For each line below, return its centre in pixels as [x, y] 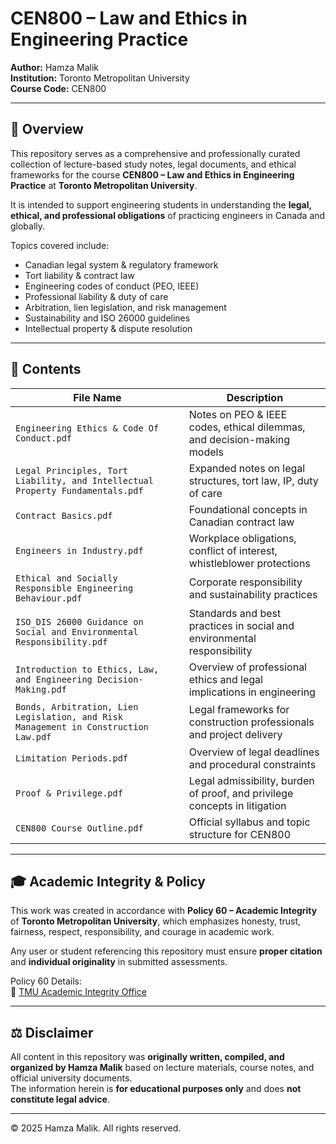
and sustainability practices [253, 594]
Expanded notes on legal [247, 468]
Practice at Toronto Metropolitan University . [104, 185]
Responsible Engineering [74, 588]
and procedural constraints [252, 764]
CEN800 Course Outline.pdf [79, 828]
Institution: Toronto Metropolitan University [100, 78]
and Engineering [54, 679]
